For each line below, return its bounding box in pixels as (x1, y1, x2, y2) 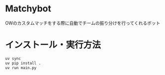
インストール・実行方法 (5, 39, 101, 51)
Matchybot (5, 3, 51, 14)
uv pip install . (5, 61, 41, 66)
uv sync (5, 56, 21, 61)
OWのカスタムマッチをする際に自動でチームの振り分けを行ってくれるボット (5, 20, 161, 26)
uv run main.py (5, 65, 37, 70)
